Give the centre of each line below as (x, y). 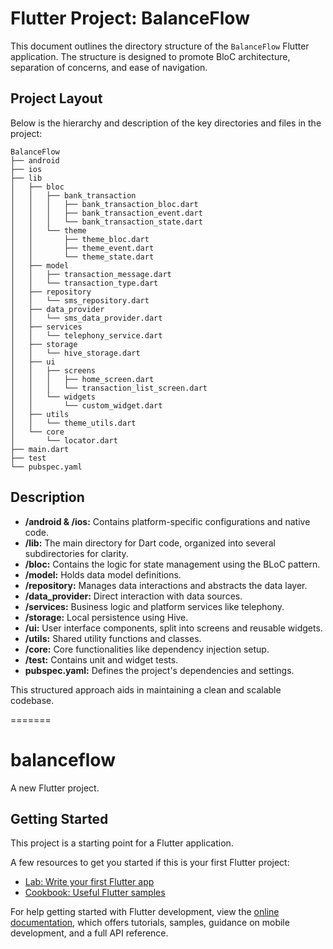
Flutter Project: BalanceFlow (130, 18)
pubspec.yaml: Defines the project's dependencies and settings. (159, 670)
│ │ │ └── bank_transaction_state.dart (106, 222)
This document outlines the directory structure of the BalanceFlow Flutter (160, 46)
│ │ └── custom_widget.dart (86, 405)
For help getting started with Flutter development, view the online (145, 912)
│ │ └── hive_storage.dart (75, 353)
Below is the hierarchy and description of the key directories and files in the (166, 123)
